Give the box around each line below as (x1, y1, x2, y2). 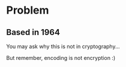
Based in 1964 (6, 27, 60, 37)
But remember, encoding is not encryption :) (6, 55, 116, 61)
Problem (6, 4, 49, 17)
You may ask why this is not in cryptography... (6, 43, 120, 50)
